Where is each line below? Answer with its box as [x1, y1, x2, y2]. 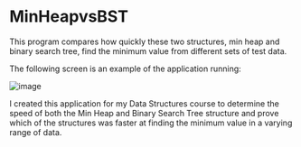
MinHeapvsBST [9, 6, 129, 27]
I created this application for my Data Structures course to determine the [9, 97, 280, 109]
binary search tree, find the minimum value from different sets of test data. [9, 45, 287, 56]
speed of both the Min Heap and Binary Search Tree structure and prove [9, 107, 279, 118]
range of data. [9, 126, 62, 137]
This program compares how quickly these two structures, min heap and [9, 36, 280, 47]
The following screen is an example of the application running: [9, 63, 241, 74]
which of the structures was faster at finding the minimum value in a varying [9, 117, 293, 128]
